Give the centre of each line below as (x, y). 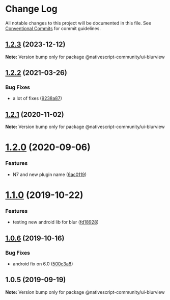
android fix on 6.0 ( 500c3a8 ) (43, 264)
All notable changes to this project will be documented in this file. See (78, 23)
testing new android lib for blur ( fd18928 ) (56, 222)
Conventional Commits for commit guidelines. (53, 28)
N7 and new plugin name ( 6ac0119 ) (50, 174)
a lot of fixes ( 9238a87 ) (37, 98)
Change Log (31, 9)
